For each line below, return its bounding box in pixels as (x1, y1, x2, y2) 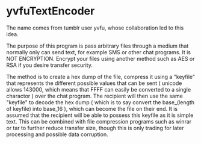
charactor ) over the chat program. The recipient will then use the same (6, 92, 184, 99)
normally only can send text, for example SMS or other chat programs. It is (6, 48, 191, 55)
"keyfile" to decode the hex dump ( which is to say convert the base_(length (6, 98, 194, 106)
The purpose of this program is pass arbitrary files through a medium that (6, 42, 189, 49)
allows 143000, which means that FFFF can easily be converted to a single (6, 86, 191, 93)
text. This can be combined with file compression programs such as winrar (6, 117, 192, 125)
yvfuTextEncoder (6, 4, 95, 18)
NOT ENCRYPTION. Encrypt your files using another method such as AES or (6, 55, 195, 62)
